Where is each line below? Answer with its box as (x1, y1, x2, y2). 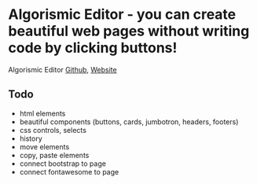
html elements (19, 109, 66, 118)
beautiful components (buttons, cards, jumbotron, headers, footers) (19, 116, 239, 127)
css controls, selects (19, 125, 86, 134)
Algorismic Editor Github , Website (8, 64, 117, 74)
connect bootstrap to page (19, 159, 106, 168)
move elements (19, 142, 70, 151)
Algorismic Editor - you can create (8, 6, 237, 24)
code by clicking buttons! (8, 39, 178, 57)
